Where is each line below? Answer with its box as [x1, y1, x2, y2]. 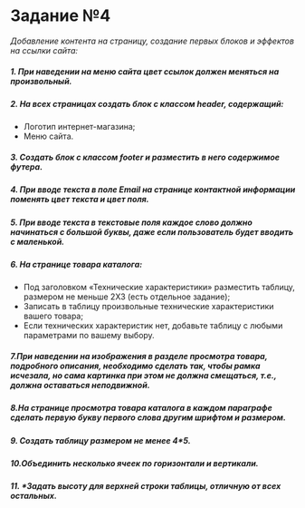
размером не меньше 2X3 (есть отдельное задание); [23, 291, 231, 302]
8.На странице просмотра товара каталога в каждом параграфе [10, 403, 272, 414]
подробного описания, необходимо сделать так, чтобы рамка [10, 360, 261, 371]
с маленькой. [10, 236, 65, 247]
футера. [10, 161, 43, 172]
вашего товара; [23, 310, 84, 322]
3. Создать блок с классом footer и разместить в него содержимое [10, 151, 280, 162]
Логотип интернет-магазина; [23, 122, 136, 132]
